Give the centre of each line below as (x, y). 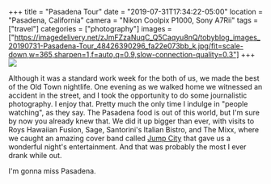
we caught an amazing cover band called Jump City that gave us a (119, 138)
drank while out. (35, 155)
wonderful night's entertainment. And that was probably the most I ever (127, 147)
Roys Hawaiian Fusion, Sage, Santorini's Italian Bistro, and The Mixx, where (134, 130)
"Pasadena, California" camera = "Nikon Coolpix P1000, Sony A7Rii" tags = (133, 20)
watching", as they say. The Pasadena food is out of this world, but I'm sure (134, 113)
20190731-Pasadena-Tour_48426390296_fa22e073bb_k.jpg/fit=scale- (126, 46)
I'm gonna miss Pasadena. (52, 171)
